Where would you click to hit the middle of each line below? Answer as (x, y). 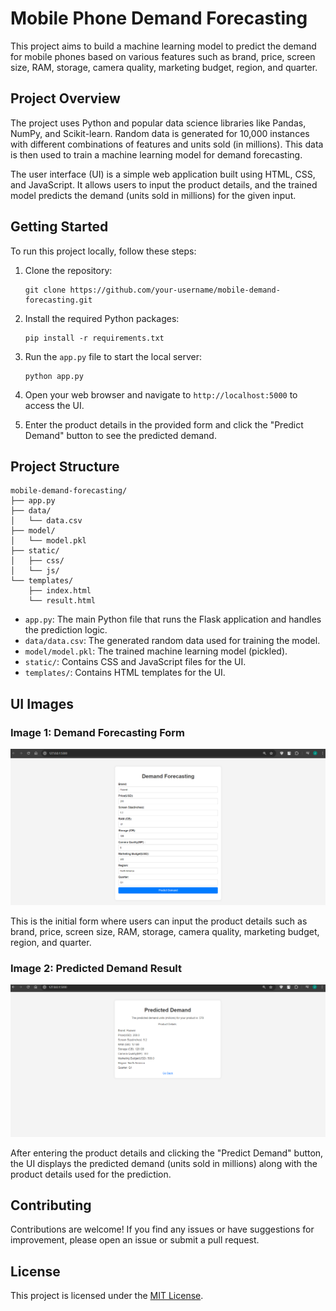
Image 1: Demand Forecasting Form (98, 732)
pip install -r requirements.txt (94, 338)
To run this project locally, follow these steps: (103, 251)
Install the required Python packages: (102, 318)
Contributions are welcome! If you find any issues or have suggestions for (162, 1229)
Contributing (51, 1205)
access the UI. (54, 405)
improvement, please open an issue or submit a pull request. (135, 1240)
